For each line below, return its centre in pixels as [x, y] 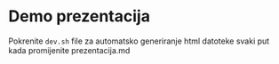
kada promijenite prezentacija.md [69, 50]
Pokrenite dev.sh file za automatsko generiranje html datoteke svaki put [139, 41]
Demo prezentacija [79, 16]
